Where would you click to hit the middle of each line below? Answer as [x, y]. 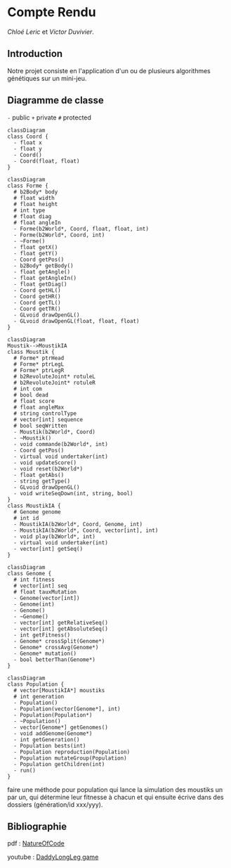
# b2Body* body [36, 192]
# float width [34, 198]
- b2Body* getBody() [44, 266]
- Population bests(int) [50, 746]
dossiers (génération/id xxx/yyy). [55, 804]
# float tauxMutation [45, 592]
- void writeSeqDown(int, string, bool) [73, 493]
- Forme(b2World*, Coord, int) [59, 235]
